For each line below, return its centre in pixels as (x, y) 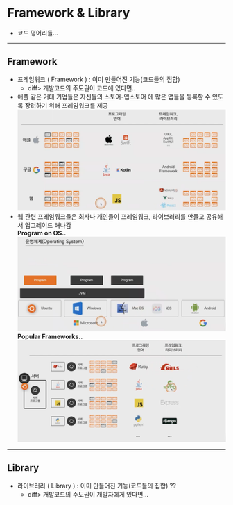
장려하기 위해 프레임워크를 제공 (67, 105)
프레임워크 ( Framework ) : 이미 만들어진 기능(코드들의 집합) (98, 79)
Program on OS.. (42, 233)
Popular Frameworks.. (50, 336)
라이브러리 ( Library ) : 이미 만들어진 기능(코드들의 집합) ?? (97, 486)
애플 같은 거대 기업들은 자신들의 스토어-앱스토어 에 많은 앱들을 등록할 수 (114, 97)
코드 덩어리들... (38, 33)
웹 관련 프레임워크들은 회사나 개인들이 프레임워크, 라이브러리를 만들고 (111, 217)
